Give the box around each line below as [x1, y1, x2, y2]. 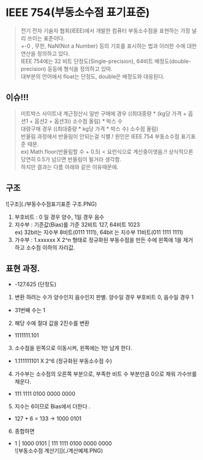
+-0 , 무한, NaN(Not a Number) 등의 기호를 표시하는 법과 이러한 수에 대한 [20, 42, 197, 49]
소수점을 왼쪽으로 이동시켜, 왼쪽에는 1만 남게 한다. [14, 345, 132, 352]
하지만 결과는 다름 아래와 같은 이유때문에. [20, 163, 119, 170]
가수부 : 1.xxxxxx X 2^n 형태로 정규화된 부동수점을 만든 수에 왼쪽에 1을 [14, 236, 182, 243]
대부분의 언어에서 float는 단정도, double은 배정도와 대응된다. [20, 73, 165, 80]
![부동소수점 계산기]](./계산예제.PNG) [14, 447, 103, 455]
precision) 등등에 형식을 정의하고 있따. [20, 65, 113, 72]
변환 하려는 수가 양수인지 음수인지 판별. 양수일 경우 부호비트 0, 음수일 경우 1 [14, 294, 194, 301]
